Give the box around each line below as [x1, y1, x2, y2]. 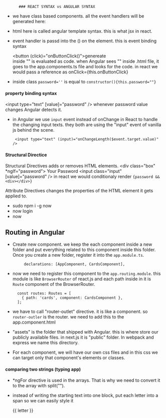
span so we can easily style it [12, 398, 74, 404]
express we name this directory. [12, 340, 79, 346]
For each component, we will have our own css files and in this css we [12, 349, 158, 356]
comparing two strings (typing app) [5, 366, 81, 372]
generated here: [12, 19, 46, 24]
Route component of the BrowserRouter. [12, 281, 95, 287]
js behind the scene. [12, 127, 55, 133]
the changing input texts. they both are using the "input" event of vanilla [12, 122, 161, 128]
